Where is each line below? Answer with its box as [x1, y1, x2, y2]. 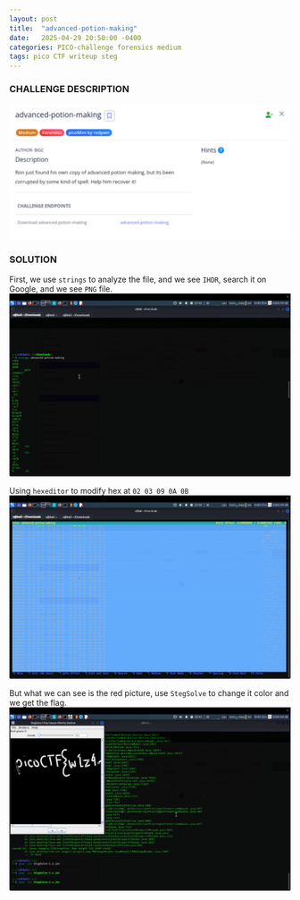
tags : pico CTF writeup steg [9, 52, 118, 62]
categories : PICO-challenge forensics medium [9, 43, 181, 52]
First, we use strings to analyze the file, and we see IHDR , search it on [9, 274, 267, 284]
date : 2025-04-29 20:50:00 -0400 [9, 33, 142, 42]
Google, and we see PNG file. [9, 283, 113, 294]
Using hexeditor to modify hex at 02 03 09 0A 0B [9, 486, 189, 497]
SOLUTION [9, 253, 58, 266]
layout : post [9, 14, 58, 23]
